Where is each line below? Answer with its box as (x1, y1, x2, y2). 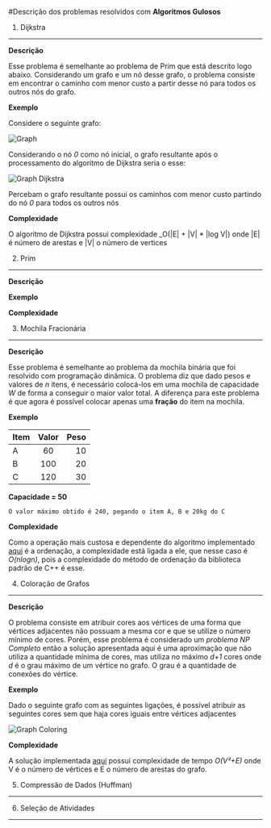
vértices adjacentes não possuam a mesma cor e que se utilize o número (8, 626, 252, 636)
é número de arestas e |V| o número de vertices (8, 238, 168, 247)
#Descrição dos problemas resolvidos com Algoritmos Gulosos (8, 7, 221, 16)
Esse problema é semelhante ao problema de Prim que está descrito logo (8, 61, 252, 71)
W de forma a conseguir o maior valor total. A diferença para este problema (8, 388, 260, 398)
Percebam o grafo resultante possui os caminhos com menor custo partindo (8, 190, 262, 199)
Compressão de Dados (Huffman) (19, 780, 133, 789)
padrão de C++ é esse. (8, 563, 85, 572)
